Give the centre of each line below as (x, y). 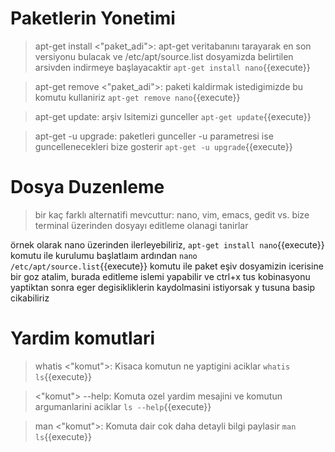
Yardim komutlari (83, 338)
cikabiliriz (30, 298)
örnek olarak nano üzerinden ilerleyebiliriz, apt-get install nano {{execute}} (167, 244)
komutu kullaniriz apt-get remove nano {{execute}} (137, 97)
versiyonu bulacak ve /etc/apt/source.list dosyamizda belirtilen (164, 56)
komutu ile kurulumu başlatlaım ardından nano (104, 255)
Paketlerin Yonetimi (93, 18)
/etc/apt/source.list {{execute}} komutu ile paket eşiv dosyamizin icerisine (167, 266)
